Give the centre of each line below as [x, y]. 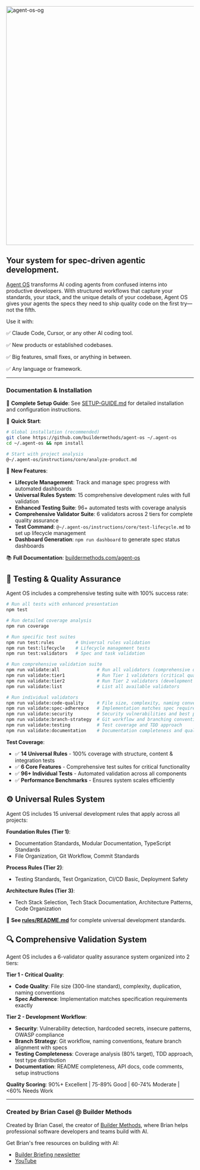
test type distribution [40, 1060]
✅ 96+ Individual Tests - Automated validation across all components [101, 773]
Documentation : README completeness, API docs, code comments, [99, 1067]
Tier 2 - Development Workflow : [47, 1017]
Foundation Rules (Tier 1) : [38, 831]
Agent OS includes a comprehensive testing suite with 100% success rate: [97, 593]
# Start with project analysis [45, 454]
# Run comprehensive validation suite [54, 664]
